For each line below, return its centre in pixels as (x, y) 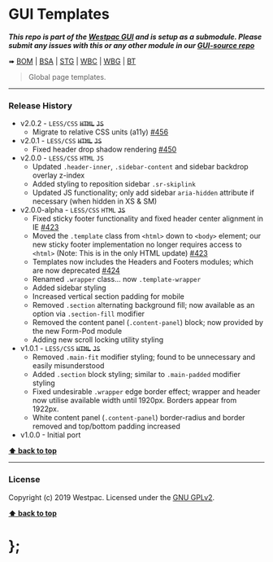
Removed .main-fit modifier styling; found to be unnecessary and (144, 357)
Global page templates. (67, 77)
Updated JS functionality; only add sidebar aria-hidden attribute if (143, 193)
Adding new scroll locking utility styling (98, 340)
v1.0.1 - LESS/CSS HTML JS (60, 349)
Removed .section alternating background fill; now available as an (143, 305)
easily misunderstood (68, 366)
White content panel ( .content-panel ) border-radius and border (139, 418)
